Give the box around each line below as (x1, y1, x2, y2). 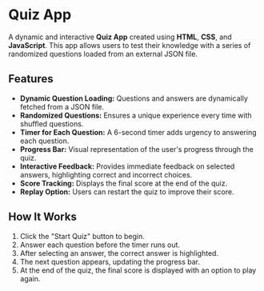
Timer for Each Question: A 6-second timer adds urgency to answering (19, 127, 258, 137)
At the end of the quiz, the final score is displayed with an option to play (19, 265, 257, 275)
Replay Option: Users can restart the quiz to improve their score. (19, 186, 234, 197)
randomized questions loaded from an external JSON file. (8, 49, 198, 58)
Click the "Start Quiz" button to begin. (19, 231, 146, 241)
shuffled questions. (19, 118, 84, 129)
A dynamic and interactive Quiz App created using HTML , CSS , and (8, 32, 232, 42)
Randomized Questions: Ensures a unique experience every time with (19, 110, 252, 120)
